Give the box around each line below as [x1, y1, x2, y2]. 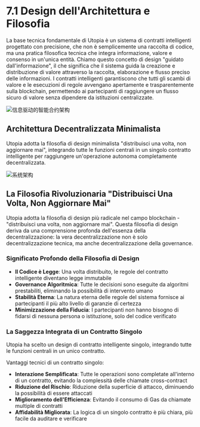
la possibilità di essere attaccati [14, 390, 93, 397]
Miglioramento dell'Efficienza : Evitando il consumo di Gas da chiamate [14, 396, 191, 403]
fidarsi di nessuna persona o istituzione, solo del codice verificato [14, 312, 177, 319]
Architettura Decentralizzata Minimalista [6, 124, 161, 134]
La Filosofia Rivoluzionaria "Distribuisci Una [6, 189, 173, 199]
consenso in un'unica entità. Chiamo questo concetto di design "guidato [6, 56, 184, 63]
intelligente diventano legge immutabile [14, 274, 112, 282]
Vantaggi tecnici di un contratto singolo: [6, 359, 104, 366]
